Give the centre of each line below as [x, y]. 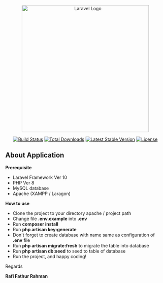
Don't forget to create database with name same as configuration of [84, 235]
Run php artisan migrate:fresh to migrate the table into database [81, 245]
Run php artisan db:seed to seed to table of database [69, 251]
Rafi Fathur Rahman [27, 276]
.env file [21, 240]
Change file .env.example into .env [50, 218]
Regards [14, 266]
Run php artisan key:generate [45, 229]
